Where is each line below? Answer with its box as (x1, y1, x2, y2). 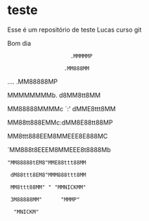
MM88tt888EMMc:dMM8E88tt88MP (7, 118, 113, 127)
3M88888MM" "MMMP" (10, 196, 80, 203)
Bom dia (7, 39, 32, 47)
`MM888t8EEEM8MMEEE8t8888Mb (7, 145, 111, 153)
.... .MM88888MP (7, 77, 58, 86)
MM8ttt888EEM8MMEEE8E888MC (7, 132, 108, 140)
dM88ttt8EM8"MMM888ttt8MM (10, 171, 86, 178)
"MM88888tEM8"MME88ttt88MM (7, 159, 86, 166)
